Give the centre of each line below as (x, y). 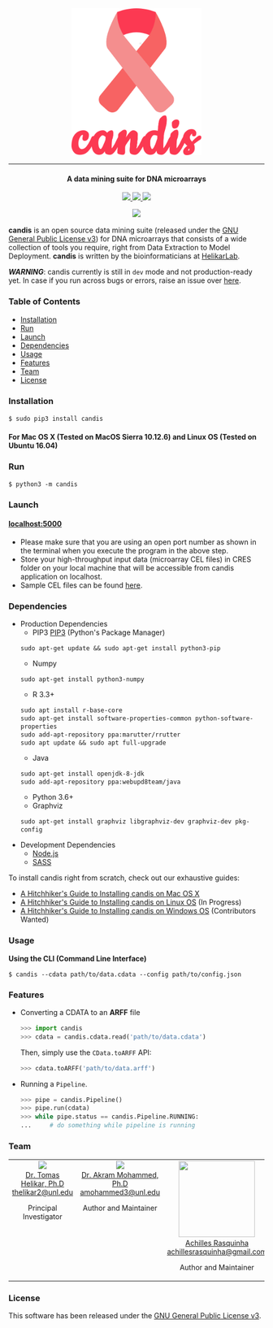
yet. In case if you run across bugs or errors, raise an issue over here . (125, 280)
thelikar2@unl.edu (42, 1192)
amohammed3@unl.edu (120, 1192)
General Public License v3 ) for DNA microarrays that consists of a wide (128, 239)
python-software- (224, 718)
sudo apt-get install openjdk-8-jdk (82, 774)
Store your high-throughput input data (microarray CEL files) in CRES (136, 559)
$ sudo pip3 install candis (56, 419)
